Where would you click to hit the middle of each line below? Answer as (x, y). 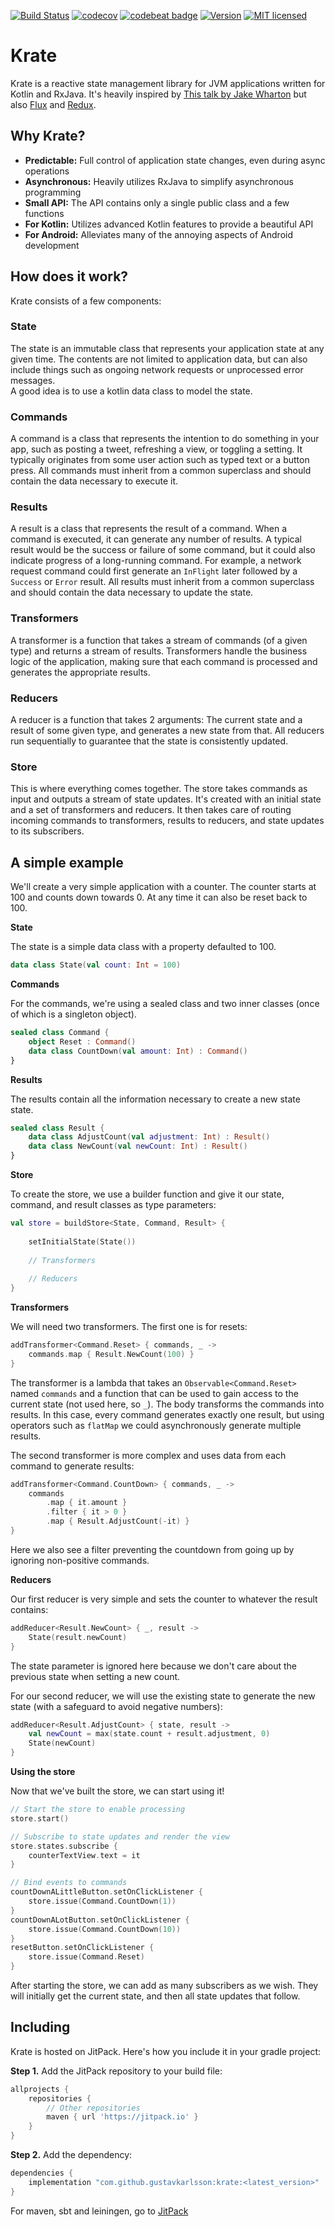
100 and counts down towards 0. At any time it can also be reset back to (159, 897)
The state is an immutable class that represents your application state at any (167, 348)
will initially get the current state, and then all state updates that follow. (155, 1996)
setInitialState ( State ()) (82, 1241)
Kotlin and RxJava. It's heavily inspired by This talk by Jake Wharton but (158, 94)
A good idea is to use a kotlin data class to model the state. (131, 391)
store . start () (40, 1818)
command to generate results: (72, 1466)
